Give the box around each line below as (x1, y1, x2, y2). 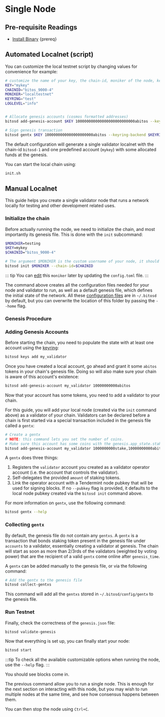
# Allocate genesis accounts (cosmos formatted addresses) (5, 114, 129, 119)
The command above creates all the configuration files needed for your (5, 282, 149, 288)
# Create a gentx (5, 432, 41, 437)
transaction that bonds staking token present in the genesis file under (5, 538, 146, 544)
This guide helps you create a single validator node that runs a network (5, 197, 149, 203)
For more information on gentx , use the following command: (5, 500, 126, 506)
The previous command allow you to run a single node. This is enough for (5, 681, 154, 687)
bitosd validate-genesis (5, 629, 56, 634)
